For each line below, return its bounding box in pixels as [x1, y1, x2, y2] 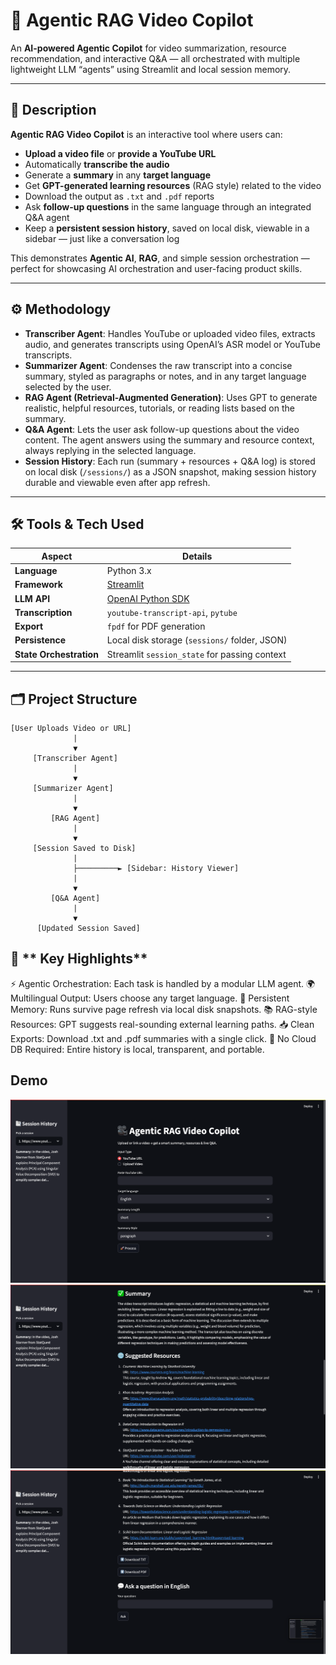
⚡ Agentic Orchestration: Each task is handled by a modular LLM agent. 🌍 [10, 977, 316, 989]
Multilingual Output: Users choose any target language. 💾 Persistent [10, 992, 290, 1004]
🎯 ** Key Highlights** [10, 950, 148, 968]
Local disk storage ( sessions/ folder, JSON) [106, 634, 288, 646]
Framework [14, 579, 63, 591]
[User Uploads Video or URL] [10, 723, 132, 733]
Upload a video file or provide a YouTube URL [24, 147, 217, 159]
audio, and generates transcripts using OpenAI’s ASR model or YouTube [24, 338, 321, 350]
